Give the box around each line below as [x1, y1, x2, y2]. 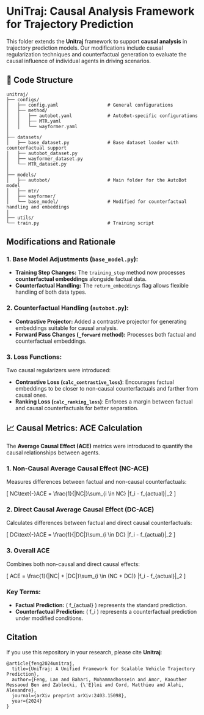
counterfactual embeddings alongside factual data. [15, 275, 147, 283]
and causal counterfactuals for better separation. [15, 405, 139, 412]
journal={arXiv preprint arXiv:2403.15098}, [12, 692, 127, 698]
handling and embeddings [6, 204, 70, 210]
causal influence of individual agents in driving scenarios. [6, 57, 151, 64]
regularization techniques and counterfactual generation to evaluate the [6, 50, 188, 58]
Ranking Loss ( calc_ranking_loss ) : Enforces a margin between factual [15, 398, 194, 405]
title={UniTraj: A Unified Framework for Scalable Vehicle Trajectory [12, 665, 195, 672]
